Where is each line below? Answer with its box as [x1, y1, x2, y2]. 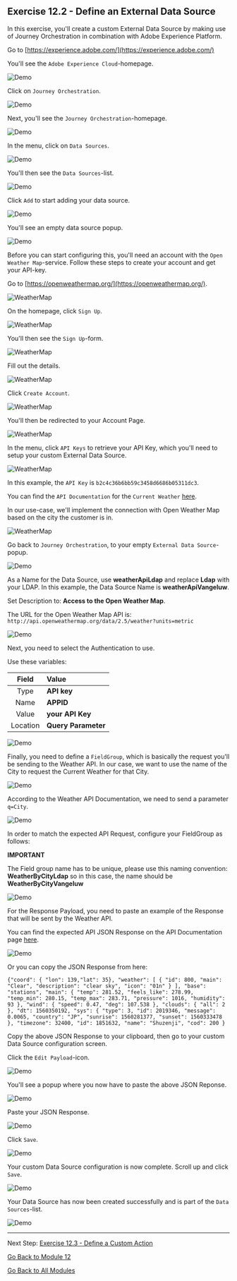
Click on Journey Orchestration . [7, 86, 101, 95]
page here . [7, 935, 39, 944]
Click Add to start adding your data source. [7, 196, 130, 204]
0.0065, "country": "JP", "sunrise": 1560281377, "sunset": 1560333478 [7, 1013, 222, 1021]
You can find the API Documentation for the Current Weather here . [7, 492, 197, 500]
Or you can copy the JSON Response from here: [7, 963, 148, 971]
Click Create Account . [7, 388, 70, 397]
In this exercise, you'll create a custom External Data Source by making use [7, 24, 226, 32]
